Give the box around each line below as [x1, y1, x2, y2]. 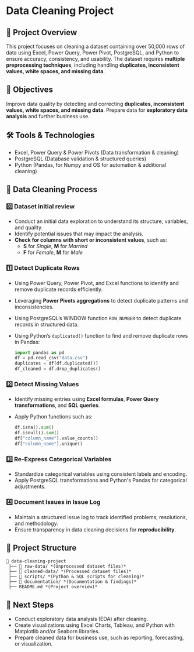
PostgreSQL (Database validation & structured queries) [14, 155, 147, 162]
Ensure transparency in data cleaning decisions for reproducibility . [14, 526, 177, 533]
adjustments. [14, 483, 46, 490]
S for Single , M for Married [23, 243, 88, 250]
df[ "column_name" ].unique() [14, 441, 83, 447]
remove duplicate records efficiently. [14, 286, 103, 293]
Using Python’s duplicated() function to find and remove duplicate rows [14, 332, 188, 339]
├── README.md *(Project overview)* [8, 584, 98, 590]
